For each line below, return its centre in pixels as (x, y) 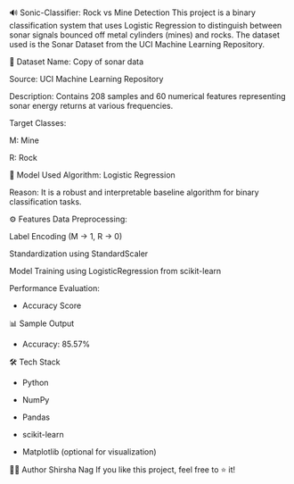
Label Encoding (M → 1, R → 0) (66, 236)
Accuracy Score (52, 305)
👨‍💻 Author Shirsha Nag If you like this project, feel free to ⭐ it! (122, 470)
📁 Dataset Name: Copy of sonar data (77, 62)
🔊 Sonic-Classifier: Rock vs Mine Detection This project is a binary (133, 13)
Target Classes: (38, 123)
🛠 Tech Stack (35, 362)
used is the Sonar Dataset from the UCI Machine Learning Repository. (137, 44)
